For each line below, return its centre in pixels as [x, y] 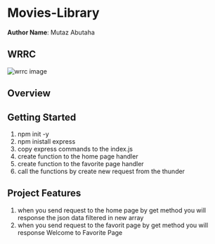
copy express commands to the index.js [75, 149]
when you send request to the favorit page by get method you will [113, 225]
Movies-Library [53, 13]
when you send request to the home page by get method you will [111, 210]
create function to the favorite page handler [80, 163]
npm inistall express [46, 141]
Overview [29, 94]
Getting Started [42, 117]
